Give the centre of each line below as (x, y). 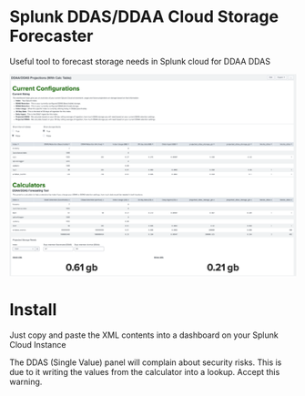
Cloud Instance (38, 344)
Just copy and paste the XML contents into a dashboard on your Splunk (144, 335)
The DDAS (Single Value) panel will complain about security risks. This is (146, 362)
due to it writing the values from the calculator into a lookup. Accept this (145, 371)
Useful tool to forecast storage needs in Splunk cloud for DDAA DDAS (140, 61)
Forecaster (51, 36)
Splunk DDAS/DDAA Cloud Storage (144, 17)
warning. (26, 381)
